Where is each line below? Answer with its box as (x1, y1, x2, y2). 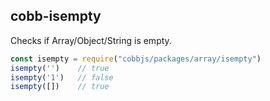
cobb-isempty (10, 8, 102, 25)
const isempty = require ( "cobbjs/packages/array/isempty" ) (10, 54, 262, 64)
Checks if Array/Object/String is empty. (10, 34, 172, 46)
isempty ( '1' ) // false (10, 72, 114, 83)
